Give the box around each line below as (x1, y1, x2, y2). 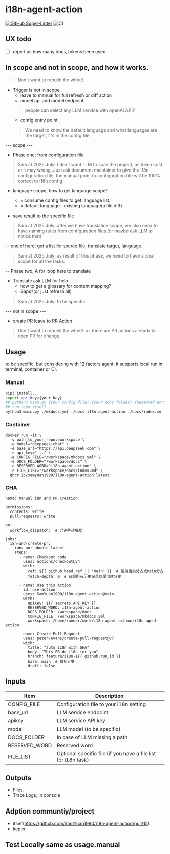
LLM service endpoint (56, 709, 109, 716)
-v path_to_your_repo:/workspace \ (10, 437, 85, 442)
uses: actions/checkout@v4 (23, 559, 80, 564)
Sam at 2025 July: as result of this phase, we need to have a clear (17, 252, 155, 259)
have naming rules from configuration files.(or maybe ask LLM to (17, 228, 153, 234)
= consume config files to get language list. (20, 197, 111, 203)
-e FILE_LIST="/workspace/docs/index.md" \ (10, 468, 103, 474)
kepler (12, 826, 26, 832)
